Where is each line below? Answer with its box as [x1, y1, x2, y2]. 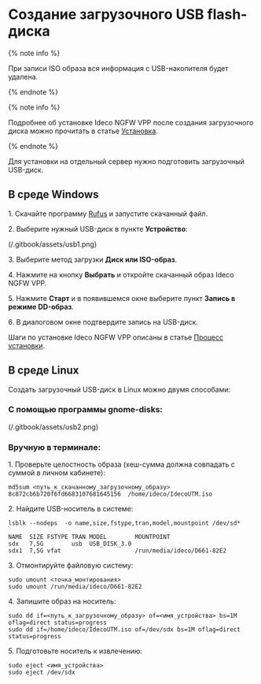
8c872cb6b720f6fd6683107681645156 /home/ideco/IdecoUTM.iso [8, 490, 213, 498]
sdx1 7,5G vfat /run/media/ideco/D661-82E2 [8, 547, 226, 555]
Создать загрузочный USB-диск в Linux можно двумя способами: [8, 385, 231, 394]
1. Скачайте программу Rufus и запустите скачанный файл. [8, 209, 208, 218]
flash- [207, 6, 248, 24]
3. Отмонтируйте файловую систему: [8, 561, 134, 571]
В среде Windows [8, 188, 99, 202]
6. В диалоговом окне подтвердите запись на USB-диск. [8, 317, 199, 326]
